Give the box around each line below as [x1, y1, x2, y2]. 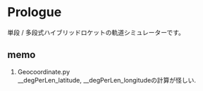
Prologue [7, 4, 62, 20]
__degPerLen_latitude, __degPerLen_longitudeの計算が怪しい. [17, 76, 196, 84]
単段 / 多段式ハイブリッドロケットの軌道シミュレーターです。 [7, 28, 185, 36]
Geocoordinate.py [17, 67, 70, 76]
